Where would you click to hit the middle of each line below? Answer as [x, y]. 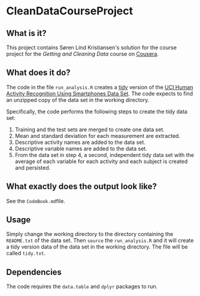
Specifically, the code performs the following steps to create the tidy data [97, 111]
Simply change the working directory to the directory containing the [90, 234]
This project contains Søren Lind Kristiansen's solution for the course [92, 47]
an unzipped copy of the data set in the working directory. [78, 99]
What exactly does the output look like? [81, 187]
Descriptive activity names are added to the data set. [80, 142]
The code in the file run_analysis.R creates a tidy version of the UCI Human [100, 87]
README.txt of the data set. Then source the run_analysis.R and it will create [100, 240]
